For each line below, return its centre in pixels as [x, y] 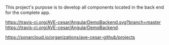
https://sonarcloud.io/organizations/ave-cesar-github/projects [70, 37]
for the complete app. [28, 12]
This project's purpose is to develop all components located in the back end [84, 7]
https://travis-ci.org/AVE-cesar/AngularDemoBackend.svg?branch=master [83, 22]
